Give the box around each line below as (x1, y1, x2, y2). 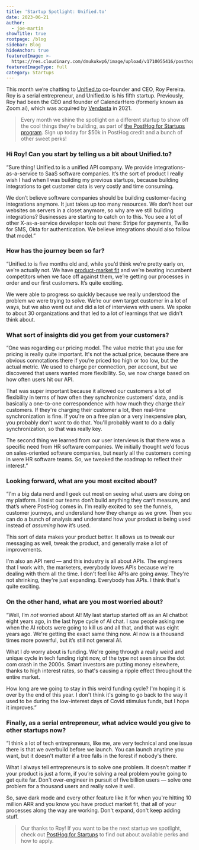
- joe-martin (11, 25, 44, 32)
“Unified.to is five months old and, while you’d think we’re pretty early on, (6, 260, 185, 267)
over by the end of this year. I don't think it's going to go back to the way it (6, 691, 188, 698)
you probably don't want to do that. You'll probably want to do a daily (6, 419, 175, 426)
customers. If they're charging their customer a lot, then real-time (6, 407, 166, 414)
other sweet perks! (20, 135, 67, 143)
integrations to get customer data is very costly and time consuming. (6, 182, 174, 190)
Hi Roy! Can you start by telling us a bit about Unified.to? (6, 150, 172, 158)
